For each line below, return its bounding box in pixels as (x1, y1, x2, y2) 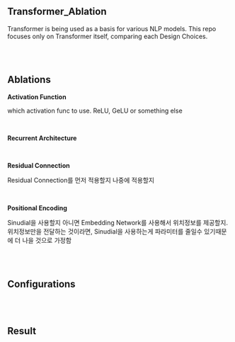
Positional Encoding (7, 203, 67, 212)
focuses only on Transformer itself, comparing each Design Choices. (7, 32, 208, 40)
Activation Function (7, 92, 67, 101)
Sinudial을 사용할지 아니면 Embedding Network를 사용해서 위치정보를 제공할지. (7, 218, 229, 227)
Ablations (7, 74, 51, 86)
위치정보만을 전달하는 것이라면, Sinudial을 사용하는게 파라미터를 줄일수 (7, 227, 203, 236)
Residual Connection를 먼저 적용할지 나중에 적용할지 (7, 176, 154, 184)
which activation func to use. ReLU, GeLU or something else (7, 106, 183, 115)
